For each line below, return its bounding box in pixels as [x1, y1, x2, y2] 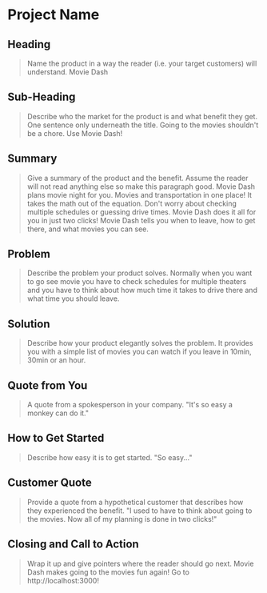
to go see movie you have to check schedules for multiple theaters [26, 277, 247, 286]
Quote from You [7, 379, 88, 392]
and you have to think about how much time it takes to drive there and [26, 286, 257, 295]
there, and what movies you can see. [26, 224, 149, 234]
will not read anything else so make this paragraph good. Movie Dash [26, 182, 256, 191]
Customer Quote [7, 476, 93, 490]
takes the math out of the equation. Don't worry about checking [26, 198, 237, 208]
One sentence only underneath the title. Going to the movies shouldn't [26, 120, 259, 130]
